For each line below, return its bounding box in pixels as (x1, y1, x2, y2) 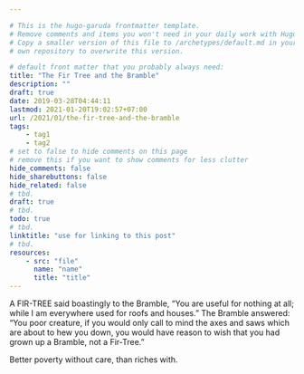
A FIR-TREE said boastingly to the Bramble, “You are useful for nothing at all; (9, 298, 294, 309)
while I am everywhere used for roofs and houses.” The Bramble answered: (9, 308, 290, 318)
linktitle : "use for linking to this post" (9, 231, 176, 240)
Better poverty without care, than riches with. (9, 354, 178, 365)
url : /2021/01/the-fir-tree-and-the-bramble (9, 113, 180, 122)
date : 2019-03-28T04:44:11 (9, 96, 111, 105)
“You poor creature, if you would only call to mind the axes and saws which (9, 318, 290, 328)
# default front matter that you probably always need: (9, 62, 224, 72)
